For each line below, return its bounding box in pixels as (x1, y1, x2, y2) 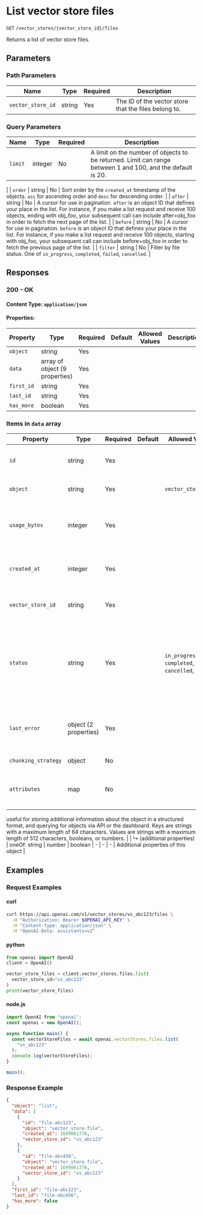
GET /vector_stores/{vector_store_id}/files (6, 25, 118, 31)
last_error (9, 725, 40, 732)
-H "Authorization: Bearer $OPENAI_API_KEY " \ (11, 917, 130, 923)
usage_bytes (9, 522, 44, 529)
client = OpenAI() (6, 960, 52, 966)
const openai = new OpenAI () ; (6, 1019, 82, 1025)
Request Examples (6, 883, 62, 891)
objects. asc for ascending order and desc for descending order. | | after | (6, 193, 189, 200)
